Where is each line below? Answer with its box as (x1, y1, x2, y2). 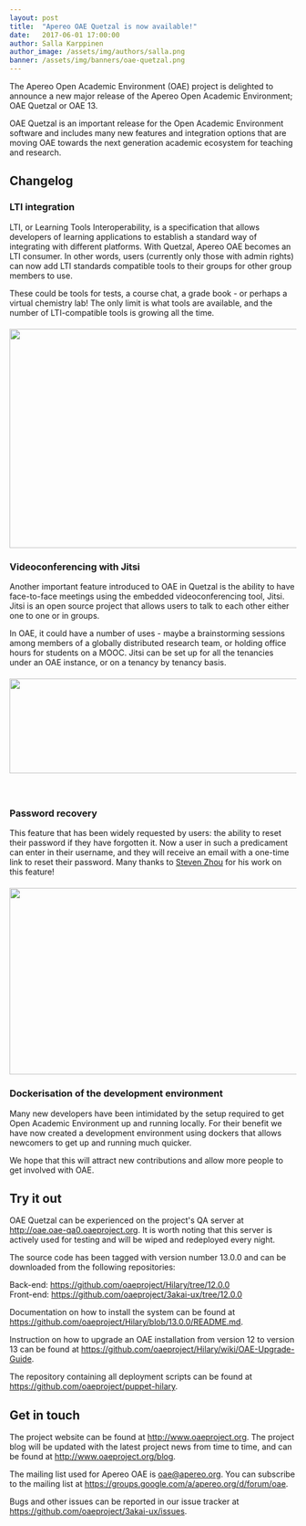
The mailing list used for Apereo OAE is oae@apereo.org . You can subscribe (9, 1469, 296, 1479)
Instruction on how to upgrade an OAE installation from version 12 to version (9, 1334, 295, 1345)
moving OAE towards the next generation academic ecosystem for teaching (9, 138, 293, 148)
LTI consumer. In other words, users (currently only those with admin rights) (9, 250, 294, 261)
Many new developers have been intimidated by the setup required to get (9, 1108, 285, 1119)
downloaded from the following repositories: (9, 1261, 176, 1273)
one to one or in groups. (9, 610, 100, 621)
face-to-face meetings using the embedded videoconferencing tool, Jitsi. (9, 591, 285, 601)
